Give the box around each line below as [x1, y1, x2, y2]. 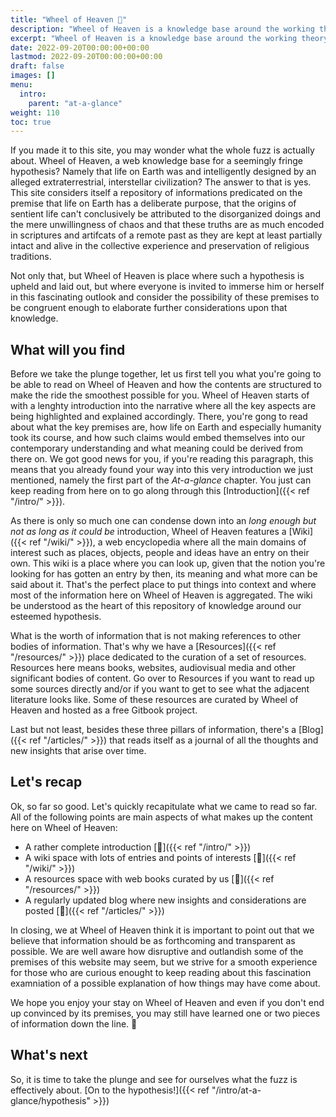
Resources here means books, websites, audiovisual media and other [10, 662, 297, 674]
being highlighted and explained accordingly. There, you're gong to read [10, 411, 308, 423]
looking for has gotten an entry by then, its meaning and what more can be [10, 568, 318, 580]
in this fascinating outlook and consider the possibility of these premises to [10, 291, 320, 303]
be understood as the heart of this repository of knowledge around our [10, 600, 302, 612]
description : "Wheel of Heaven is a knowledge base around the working [10, 24, 315, 34]
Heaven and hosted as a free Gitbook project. [10, 704, 198, 716]
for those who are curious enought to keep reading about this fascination [10, 966, 312, 978]
